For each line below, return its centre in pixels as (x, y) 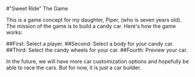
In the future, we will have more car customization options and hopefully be (98, 61)
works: (14, 32)
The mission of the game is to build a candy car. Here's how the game (91, 26)
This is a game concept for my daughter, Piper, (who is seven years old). (94, 20)
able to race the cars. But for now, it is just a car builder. (74, 68)
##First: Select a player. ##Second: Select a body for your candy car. (90, 44)
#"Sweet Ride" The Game (37, 9)
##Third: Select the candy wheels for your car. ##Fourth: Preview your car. (97, 50)
